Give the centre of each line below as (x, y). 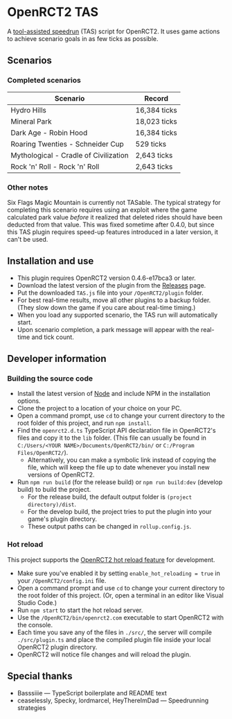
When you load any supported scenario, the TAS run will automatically (117, 315)
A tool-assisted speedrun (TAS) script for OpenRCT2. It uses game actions (114, 31)
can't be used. (28, 239)
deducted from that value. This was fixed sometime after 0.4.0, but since (111, 224)
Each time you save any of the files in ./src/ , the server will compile (115, 632)
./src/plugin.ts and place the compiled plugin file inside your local (114, 639)
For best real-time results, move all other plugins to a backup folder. (114, 300)
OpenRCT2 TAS (53, 12)
